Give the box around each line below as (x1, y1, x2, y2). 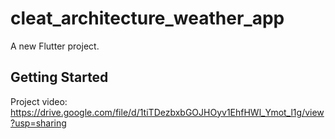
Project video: (10, 95, 68, 107)
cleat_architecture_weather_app (10, 7, 285, 30)
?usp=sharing (10, 117, 67, 129)
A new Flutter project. (10, 40, 100, 52)
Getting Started (10, 69, 109, 86)
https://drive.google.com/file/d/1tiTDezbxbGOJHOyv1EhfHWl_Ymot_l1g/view (10, 106, 325, 118)
